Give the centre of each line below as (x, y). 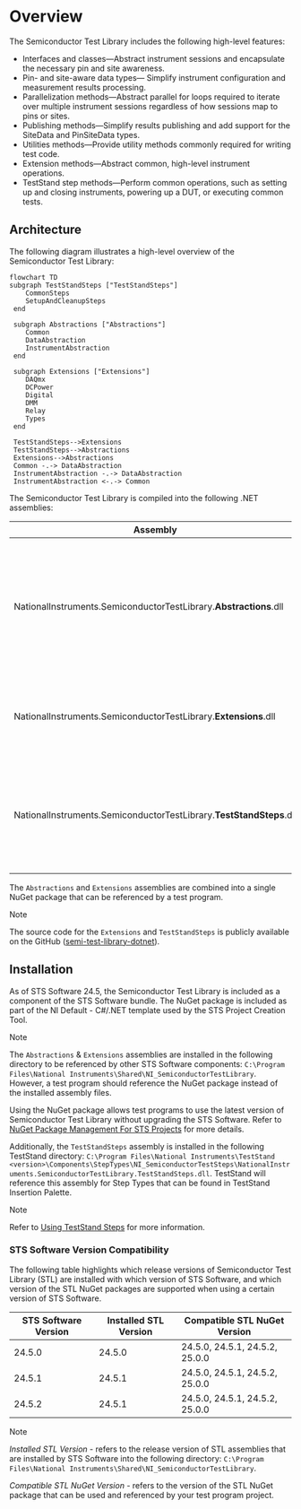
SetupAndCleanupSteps (65, 301)
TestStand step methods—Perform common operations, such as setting (155, 182)
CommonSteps (47, 293)
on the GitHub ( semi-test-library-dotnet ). (85, 941)
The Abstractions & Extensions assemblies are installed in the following (141, 1054)
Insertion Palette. (41, 1192)
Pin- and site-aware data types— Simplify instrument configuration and (154, 77)
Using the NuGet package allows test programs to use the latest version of (147, 1110)
